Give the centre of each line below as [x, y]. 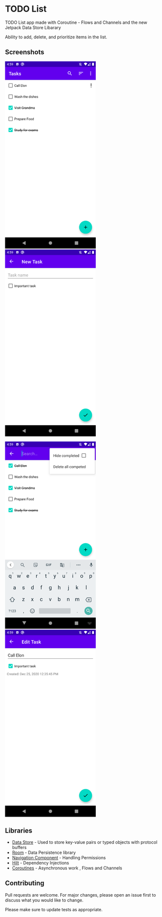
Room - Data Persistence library [44, 852]
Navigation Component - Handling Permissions [59, 858]
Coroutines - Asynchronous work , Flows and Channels [67, 868]
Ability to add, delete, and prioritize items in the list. [56, 37]
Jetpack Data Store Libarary [33, 27]
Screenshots [25, 52]
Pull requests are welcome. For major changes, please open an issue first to [81, 895]
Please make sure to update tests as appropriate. [54, 909]
